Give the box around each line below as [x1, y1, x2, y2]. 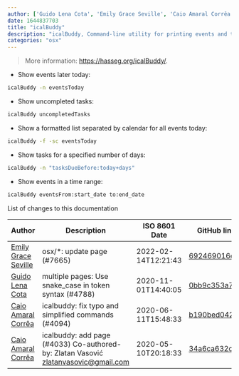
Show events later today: [17, 71, 91, 79]
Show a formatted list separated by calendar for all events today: [17, 123, 208, 132]
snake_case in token [42, 280, 110, 290]
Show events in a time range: [17, 177, 103, 186]
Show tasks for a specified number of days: [17, 151, 146, 159]
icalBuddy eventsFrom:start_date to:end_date [7, 190, 144, 198]
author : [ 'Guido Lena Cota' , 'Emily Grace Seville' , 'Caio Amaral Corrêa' [7, 10, 234, 18]
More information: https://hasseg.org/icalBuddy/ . [24, 56, 169, 65]
